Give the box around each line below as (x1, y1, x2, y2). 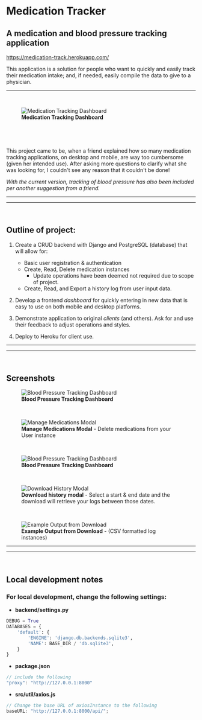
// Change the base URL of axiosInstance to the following (6, 702, 158, 709)
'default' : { (17, 629, 50, 635)
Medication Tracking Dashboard (21, 113, 103, 121)
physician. (6, 78, 32, 85)
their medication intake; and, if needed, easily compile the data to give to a (6, 72, 191, 79)
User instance (21, 432, 56, 439)
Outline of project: (6, 225, 76, 235)
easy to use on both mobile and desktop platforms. (14, 303, 141, 310)
